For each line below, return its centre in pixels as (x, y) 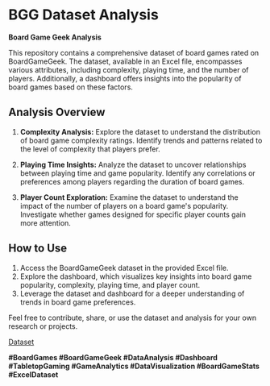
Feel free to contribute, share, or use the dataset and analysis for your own (132, 318)
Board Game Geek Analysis (55, 37)
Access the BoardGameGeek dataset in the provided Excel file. (124, 268)
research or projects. (43, 326)
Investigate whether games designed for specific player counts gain (133, 214)
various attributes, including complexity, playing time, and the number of (129, 69)
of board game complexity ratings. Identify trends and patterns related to (141, 140)
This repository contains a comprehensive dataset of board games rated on (134, 52)
